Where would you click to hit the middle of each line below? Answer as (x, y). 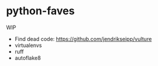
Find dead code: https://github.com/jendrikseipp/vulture (83, 39)
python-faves (41, 11)
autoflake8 (28, 58)
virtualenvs (28, 45)
